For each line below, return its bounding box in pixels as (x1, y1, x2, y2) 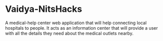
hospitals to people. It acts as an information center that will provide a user (5, 25, 158, 31)
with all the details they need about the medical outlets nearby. (5, 30, 134, 36)
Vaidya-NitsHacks (5, 3, 82, 15)
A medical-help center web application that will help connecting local (5, 20, 147, 26)
